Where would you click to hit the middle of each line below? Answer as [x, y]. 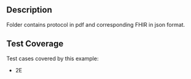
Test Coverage [35, 44]
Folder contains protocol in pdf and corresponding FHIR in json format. [96, 24]
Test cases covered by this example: [53, 58]
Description [29, 10]
